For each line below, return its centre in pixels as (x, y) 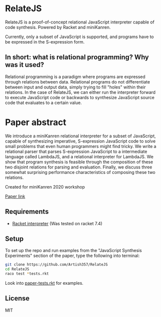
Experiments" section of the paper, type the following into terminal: (72, 256)
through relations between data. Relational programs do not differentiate (78, 82)
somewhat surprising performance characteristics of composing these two (80, 172)
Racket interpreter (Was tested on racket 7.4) (57, 223)
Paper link (15, 196)
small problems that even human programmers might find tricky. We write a (81, 146)
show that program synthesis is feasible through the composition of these (79, 162)
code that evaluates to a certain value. (43, 103)
